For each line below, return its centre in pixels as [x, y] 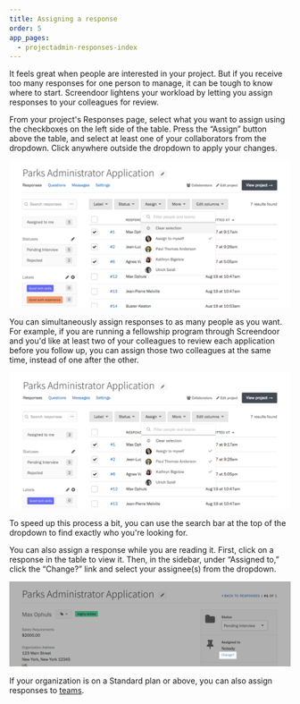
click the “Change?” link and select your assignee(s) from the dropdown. [143, 569]
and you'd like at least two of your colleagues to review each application [142, 341]
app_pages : [29, 38]
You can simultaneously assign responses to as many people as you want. [146, 322]
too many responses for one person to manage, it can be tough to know [141, 83]
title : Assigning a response [63, 19]
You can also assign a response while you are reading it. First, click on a [142, 549]
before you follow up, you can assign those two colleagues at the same [140, 351]
